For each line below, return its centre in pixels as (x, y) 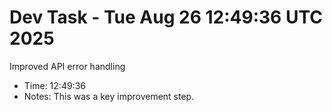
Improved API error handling (67, 66)
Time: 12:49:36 (54, 85)
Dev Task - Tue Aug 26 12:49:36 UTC (166, 17)
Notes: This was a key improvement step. (109, 96)
